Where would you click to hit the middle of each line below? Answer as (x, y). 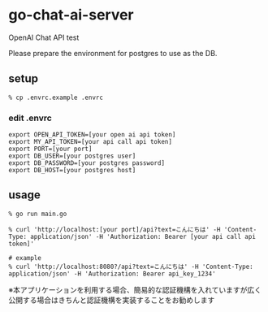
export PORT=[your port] (50, 149)
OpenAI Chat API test (44, 37)
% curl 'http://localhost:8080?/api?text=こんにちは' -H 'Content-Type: (131, 266)
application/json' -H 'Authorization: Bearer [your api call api (143, 236)
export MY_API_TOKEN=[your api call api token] (91, 142)
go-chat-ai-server (71, 15)
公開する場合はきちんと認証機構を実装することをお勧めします (112, 300)
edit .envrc (30, 118)
